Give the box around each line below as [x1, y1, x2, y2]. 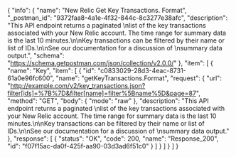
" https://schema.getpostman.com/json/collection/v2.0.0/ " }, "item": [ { [7, 59, 213, 67]
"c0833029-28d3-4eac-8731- [97, 67, 186, 75]
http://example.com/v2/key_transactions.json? [10, 82, 146, 90]
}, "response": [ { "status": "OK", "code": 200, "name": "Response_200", [7, 134, 219, 143]
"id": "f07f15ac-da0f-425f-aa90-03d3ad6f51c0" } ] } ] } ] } [7, 142, 179, 150]
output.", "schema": [7, 51, 65, 60]
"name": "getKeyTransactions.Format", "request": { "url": [55, 74, 222, 82]
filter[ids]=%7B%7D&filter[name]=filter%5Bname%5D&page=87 [7, 89, 197, 97]
